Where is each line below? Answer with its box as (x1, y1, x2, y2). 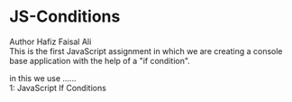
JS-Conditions (9, 6, 121, 27)
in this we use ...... (9, 72, 77, 83)
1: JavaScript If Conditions (9, 82, 106, 93)
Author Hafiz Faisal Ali (9, 36, 92, 47)
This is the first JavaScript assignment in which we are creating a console (9, 45, 283, 56)
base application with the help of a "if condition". (9, 55, 191, 66)
